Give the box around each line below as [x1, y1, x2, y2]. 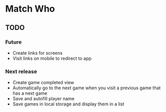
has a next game [12, 90, 48, 96]
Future [5, 39, 22, 46]
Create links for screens [12, 50, 63, 56]
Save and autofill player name [12, 96, 75, 102]
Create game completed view [12, 80, 74, 86]
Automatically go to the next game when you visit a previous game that [12, 85, 161, 91]
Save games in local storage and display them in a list [12, 101, 124, 107]
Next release [5, 68, 37, 75]
